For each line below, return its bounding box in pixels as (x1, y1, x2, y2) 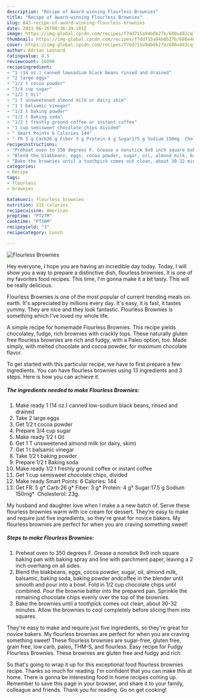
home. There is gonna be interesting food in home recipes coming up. (7, 673, 177, 681)
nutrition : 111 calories (7, 202, 68, 208)
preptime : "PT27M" (7, 213, 52, 219)
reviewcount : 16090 (7, 58, 55, 64)
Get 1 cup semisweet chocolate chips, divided (15, 471, 128, 478)
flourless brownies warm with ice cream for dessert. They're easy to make (7, 508, 189, 515)
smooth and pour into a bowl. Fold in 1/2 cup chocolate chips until (15, 581, 176, 588)
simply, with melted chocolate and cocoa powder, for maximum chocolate (7, 343, 188, 350)
